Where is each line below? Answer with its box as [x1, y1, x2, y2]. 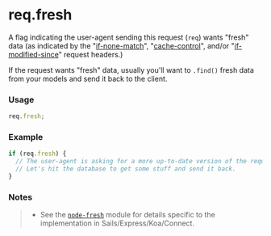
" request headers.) [58, 49, 123, 59]
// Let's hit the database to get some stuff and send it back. [15, 165, 236, 173]
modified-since [8, 49, 59, 59]
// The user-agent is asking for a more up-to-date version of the [15, 158, 248, 166]
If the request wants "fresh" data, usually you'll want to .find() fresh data [8, 65, 254, 74]
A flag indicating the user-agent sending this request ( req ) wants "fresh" [8, 32, 249, 42]
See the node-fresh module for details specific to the [40, 210, 215, 220]
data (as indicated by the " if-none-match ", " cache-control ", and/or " [8, 40, 236, 50]
